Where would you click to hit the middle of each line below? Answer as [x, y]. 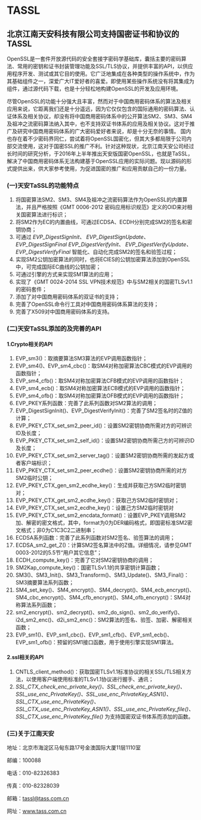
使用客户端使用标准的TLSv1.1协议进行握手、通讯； [92, 679]
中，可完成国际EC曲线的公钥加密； [58, 267]
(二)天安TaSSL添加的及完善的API [54, 329]
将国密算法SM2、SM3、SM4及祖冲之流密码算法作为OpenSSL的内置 [99, 200]
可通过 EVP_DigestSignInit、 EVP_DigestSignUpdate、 [82, 237]
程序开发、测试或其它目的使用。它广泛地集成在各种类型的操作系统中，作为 [103, 74]
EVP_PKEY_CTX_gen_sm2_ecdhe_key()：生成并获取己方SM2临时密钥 [101, 485]
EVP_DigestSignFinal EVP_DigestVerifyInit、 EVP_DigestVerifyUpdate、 [103, 244]
